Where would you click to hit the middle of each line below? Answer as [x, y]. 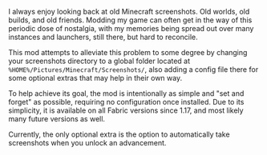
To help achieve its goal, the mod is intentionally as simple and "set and [126, 93]
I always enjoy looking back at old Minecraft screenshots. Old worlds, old [129, 12]
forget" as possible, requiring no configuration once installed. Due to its [126, 102]
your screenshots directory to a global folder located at [99, 61]
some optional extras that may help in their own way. [95, 78]
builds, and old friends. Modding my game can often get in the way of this [130, 20]
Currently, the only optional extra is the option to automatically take [119, 134]
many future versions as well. [57, 119]
